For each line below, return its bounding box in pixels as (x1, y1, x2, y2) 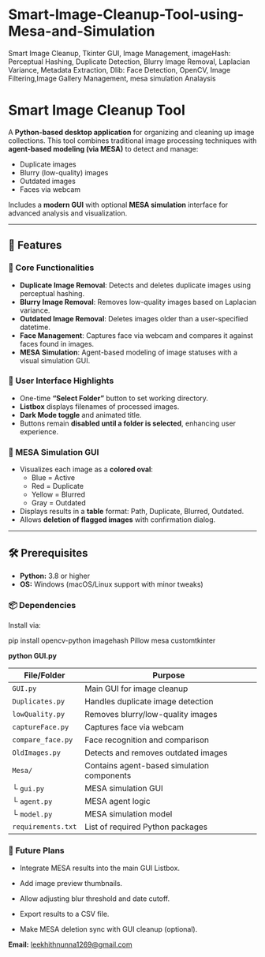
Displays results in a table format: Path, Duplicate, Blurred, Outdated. (19, 507, 244, 516)
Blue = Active (31, 473, 76, 482)
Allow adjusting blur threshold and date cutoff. (19, 894, 170, 903)
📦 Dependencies (8, 599, 77, 610)
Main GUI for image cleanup (84, 683, 188, 694)
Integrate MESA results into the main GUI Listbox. (19, 863, 180, 873)
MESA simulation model (84, 809, 173, 820)
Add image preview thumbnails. (19, 878, 123, 888)
